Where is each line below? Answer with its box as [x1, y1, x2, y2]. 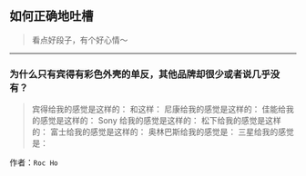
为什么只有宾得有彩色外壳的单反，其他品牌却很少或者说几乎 [9, 67, 271, 80]
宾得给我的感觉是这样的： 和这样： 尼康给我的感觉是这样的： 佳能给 [31, 103, 287, 115]
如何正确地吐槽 [9, 8, 94, 24]
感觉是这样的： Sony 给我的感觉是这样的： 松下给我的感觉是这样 [39, 115, 281, 126]
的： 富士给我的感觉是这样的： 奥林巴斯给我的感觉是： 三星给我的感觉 [31, 126, 294, 138]
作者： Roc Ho [9, 157, 58, 168]
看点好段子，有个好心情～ [31, 34, 128, 45]
